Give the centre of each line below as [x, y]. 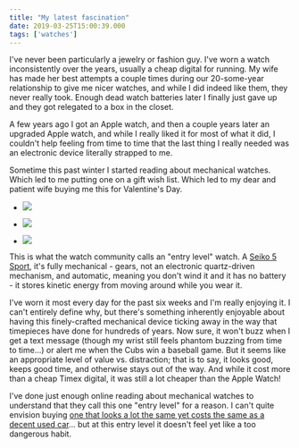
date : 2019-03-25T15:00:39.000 [67, 26]
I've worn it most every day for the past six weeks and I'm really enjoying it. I [150, 303]
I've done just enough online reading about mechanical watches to [132, 396]
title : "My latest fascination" [69, 17]
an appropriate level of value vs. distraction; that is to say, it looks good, [141, 359]
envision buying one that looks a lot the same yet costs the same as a [137, 415]
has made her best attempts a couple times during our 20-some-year [137, 79]
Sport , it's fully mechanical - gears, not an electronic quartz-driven [132, 266]
